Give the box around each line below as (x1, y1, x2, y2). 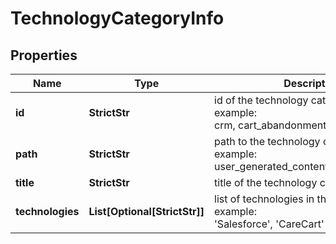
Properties (10, 47, 78, 64)
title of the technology (214, 176, 318, 189)
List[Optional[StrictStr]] (88, 205, 205, 218)
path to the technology (214, 135, 321, 148)
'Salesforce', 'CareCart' (214, 217, 325, 231)
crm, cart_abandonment (214, 118, 327, 132)
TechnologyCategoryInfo (10, 7, 225, 30)
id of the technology (214, 93, 309, 107)
